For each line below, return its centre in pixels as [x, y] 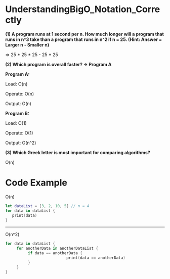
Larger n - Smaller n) [27, 44]
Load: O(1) [16, 123]
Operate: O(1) [19, 133]
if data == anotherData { [55, 253]
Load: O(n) [16, 84]
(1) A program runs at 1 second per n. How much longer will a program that [85, 34]
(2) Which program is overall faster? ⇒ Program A [58, 64]
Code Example [36, 183]
